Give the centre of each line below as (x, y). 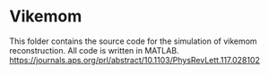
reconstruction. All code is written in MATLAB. (94, 50)
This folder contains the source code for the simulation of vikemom (133, 41)
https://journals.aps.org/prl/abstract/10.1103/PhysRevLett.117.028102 (134, 60)
